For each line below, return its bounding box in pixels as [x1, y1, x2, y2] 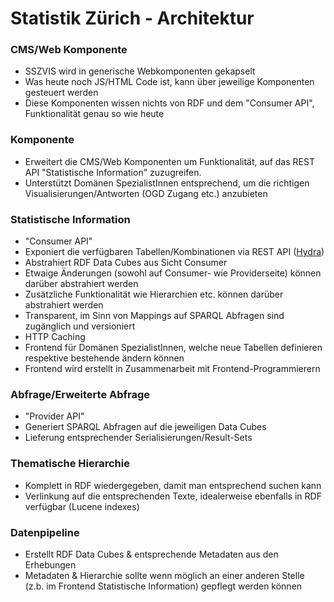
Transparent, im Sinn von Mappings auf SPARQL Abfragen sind [24, 310, 285, 322]
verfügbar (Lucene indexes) [24, 500, 140, 512]
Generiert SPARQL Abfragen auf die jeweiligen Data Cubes [24, 421, 267, 433]
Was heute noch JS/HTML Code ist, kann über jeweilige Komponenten [24, 76, 315, 88]
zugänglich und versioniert [24, 320, 136, 332]
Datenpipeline [10, 525, 80, 539]
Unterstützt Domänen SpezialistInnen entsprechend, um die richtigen [24, 177, 310, 189]
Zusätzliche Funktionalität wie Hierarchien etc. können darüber [24, 288, 284, 301]
